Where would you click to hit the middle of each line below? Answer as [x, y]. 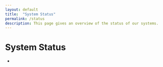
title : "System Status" [30, 14]
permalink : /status [25, 19]
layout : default [22, 10]
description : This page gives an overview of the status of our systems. [82, 23]
